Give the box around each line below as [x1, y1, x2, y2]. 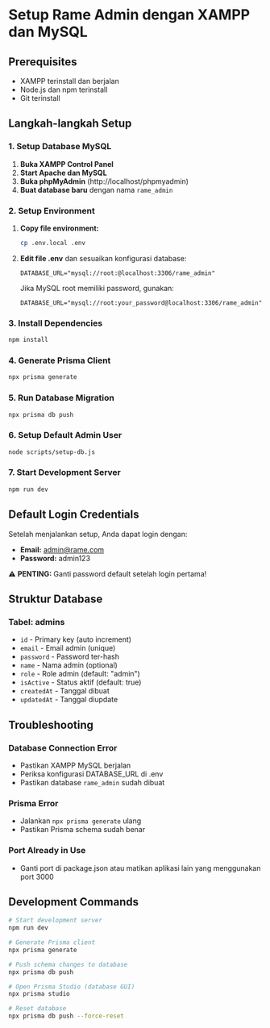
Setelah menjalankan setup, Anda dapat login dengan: [8, 529, 188, 539]
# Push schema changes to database [8, 960, 128, 968]
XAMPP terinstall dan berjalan [19, 77, 119, 85]
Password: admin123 [19, 553, 91, 563]
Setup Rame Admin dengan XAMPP [8, 6, 251, 24]
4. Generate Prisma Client [8, 355, 111, 366]
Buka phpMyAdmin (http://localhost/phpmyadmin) [19, 176, 189, 186]
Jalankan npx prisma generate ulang [19, 816, 142, 826]
